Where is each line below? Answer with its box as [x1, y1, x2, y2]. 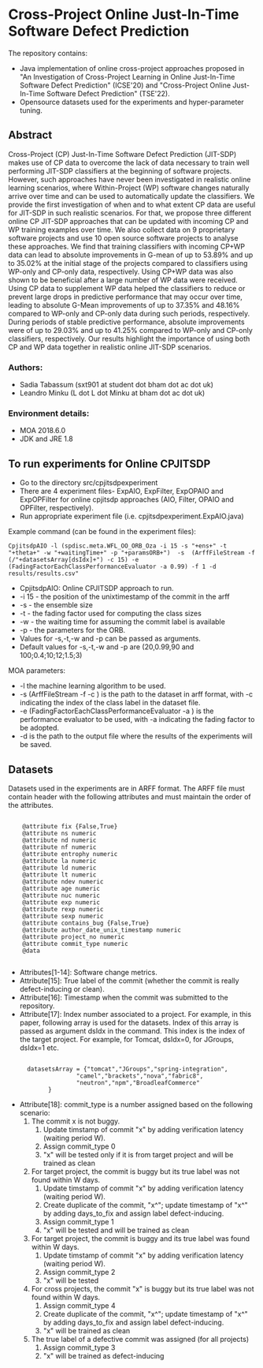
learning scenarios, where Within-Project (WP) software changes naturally [8, 183, 250, 192]
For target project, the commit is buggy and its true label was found [31, 1233, 250, 1243]
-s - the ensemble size [19, 600, 93, 610]
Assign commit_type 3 [43, 1343, 116, 1352]
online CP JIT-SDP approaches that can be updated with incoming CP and [8, 216, 249, 226]
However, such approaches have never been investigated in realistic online [8, 174, 251, 184]
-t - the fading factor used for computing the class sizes [19, 609, 202, 619]
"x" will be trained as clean [43, 1325, 131, 1335]
